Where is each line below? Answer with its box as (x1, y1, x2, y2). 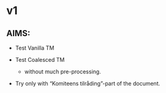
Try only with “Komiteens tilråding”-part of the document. (15, 80, 160, 87)
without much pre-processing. (24, 68, 101, 75)
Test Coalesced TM (15, 56, 65, 63)
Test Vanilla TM (15, 44, 55, 51)
